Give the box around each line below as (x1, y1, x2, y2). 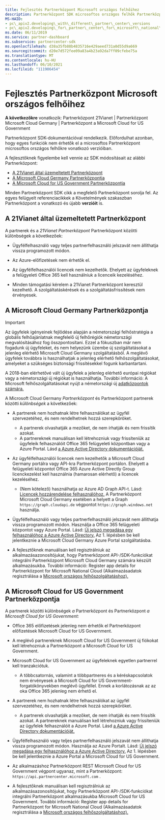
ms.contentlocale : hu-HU (5, 58, 56, 63)
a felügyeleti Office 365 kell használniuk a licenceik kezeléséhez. (12, 272, 144, 278)
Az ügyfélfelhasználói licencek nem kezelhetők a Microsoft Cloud (12, 455, 145, 461)
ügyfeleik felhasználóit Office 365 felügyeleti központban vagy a (19, 440, 150, 446)
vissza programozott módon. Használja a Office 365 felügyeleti (12, 521, 140, 528)
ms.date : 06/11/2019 (5, 30, 48, 35)
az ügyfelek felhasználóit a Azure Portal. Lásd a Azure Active (19, 723, 143, 729)
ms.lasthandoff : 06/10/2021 (5, 62, 63, 67)
